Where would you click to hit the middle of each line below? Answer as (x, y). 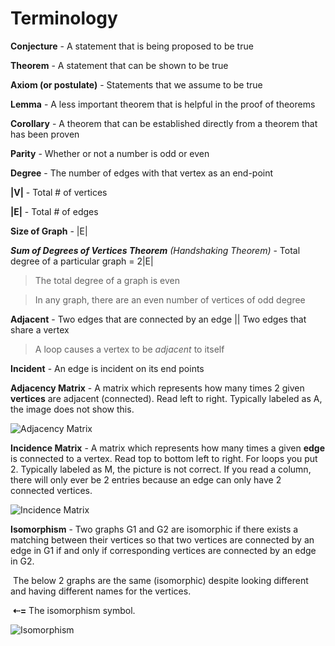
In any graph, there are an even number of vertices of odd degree (170, 299)
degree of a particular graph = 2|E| (82, 261)
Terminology (64, 18)
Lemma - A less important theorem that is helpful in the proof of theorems (163, 104)
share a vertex (40, 329)
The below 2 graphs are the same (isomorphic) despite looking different (160, 580)
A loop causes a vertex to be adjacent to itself (129, 349)
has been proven (45, 134)
